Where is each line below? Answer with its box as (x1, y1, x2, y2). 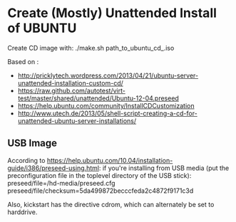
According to (7, 156, 46, 164)
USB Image (7, 137, 58, 149)
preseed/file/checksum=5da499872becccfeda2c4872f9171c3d (7, 186, 194, 195)
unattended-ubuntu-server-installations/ (17, 116, 137, 125)
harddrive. (7, 208, 38, 216)
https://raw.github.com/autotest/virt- (17, 86, 126, 95)
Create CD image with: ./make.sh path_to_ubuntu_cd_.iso (7, 43, 175, 52)
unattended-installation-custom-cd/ (17, 78, 123, 87)
